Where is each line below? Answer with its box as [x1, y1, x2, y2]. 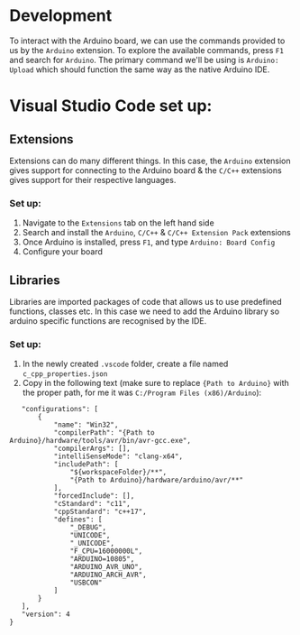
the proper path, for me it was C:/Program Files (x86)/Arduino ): [22, 387, 262, 398]
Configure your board [22, 246, 104, 257]
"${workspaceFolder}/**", [69, 468, 168, 477]
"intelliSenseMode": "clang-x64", [53, 452, 183, 461]
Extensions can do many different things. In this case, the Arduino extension [9, 155, 291, 166]
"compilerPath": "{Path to [53, 428, 155, 437]
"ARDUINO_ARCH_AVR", [69, 570, 147, 580]
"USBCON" [69, 578, 103, 587]
